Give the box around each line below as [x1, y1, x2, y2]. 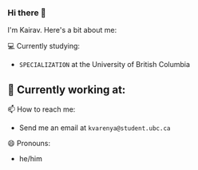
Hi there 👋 [7, 7, 47, 18]
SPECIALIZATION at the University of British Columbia [18, 60, 191, 69]
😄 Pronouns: [7, 139, 51, 148]
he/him [18, 154, 43, 164]
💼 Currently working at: [7, 83, 126, 97]
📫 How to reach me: [7, 105, 76, 114]
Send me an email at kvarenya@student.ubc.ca [18, 123, 171, 132]
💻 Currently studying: [7, 42, 81, 51]
